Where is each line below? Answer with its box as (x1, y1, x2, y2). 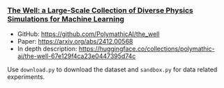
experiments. (7, 73, 45, 81)
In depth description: (17, 44, 78, 53)
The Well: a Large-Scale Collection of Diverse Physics (7, 6, 193, 15)
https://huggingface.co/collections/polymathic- (78, 44, 215, 53)
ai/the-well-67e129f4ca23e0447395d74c (17, 52, 136, 60)
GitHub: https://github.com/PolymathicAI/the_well (17, 30, 160, 38)
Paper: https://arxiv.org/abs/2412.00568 (17, 37, 134, 46)
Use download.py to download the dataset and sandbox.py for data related (7, 65, 218, 74)
